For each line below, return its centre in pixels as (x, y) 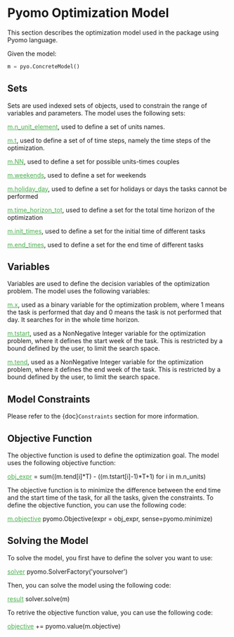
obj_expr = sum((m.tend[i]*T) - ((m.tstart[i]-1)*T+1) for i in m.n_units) (106, 476)
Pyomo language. (33, 39)
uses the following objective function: (61, 463)
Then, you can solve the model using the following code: (89, 585)
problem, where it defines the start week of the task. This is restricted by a (115, 341)
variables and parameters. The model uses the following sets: (97, 113)
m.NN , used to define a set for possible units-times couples (93, 161)
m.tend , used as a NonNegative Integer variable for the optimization (105, 362)
